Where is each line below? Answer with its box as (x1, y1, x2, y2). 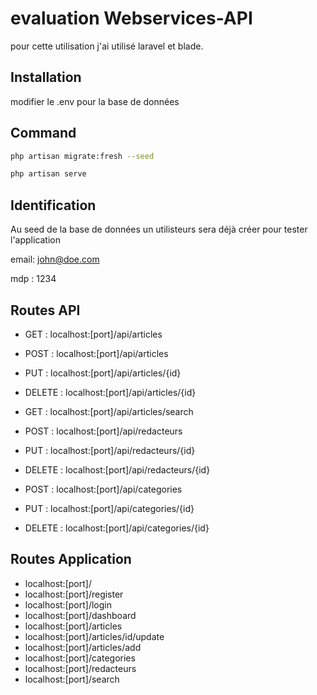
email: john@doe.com (10, 253, 100, 266)
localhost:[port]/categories (24, 652, 136, 664)
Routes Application (10, 551, 132, 568)
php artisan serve (10, 169, 87, 179)
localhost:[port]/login (24, 598, 112, 611)
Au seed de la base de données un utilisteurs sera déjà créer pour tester (10, 223, 308, 236)
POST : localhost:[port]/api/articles (24, 347, 169, 359)
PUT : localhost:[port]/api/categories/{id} (24, 502, 195, 514)
